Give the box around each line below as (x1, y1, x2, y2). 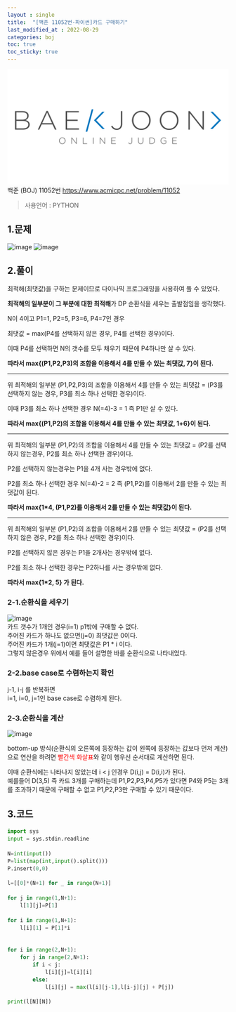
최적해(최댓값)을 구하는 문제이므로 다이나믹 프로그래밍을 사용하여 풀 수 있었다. (7, 284, 220, 293)
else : (32, 976, 49, 983)
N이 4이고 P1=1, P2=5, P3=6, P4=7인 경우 (7, 315, 125, 323)
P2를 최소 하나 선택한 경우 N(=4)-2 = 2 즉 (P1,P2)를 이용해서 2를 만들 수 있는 (7, 480, 220, 488)
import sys (7, 828, 39, 835)
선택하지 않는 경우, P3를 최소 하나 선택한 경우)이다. (7, 390, 146, 398)
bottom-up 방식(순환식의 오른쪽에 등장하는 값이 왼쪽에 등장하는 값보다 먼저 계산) (7, 744, 228, 753)
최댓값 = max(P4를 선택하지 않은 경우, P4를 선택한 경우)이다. (7, 329, 175, 338)
